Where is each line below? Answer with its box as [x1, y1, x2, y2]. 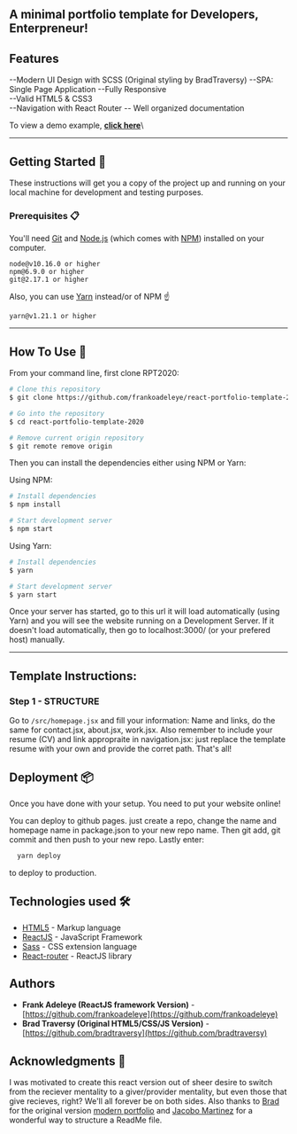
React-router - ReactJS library [21, 950, 133, 961]
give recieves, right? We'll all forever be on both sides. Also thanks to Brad [9, 1096, 280, 1107]
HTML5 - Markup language [21, 922, 121, 933]
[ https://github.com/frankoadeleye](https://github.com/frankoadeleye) [21, 1009, 278, 1020]
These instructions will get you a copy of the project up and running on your [9, 177, 286, 189]
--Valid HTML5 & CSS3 [9, 93, 93, 105]
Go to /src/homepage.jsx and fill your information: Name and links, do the [9, 716, 276, 726]
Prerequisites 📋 [9, 209, 80, 222]
